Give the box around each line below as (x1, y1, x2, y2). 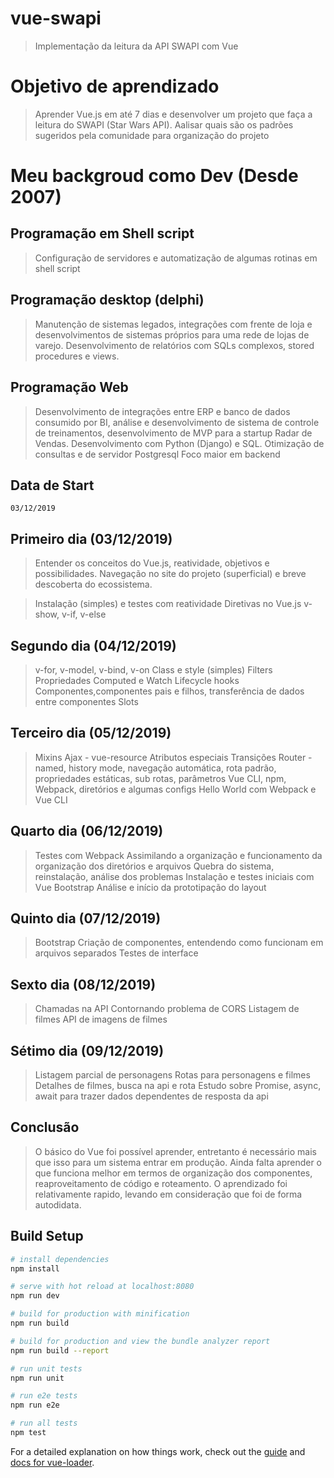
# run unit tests (10, 1363, 83, 1374)
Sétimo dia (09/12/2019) (10, 1042, 165, 1059)
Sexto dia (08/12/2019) (10, 976, 157, 993)
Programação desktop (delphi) (10, 292, 205, 309)
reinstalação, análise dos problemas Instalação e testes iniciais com (34, 870, 315, 882)
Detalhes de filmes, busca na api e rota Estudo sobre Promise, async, (34, 1080, 322, 1091)
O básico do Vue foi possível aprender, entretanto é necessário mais (34, 1145, 317, 1157)
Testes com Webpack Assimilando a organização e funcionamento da (34, 849, 323, 861)
